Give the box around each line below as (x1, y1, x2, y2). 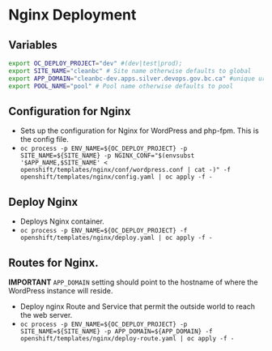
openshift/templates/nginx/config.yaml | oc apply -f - (19, 173, 213, 182)
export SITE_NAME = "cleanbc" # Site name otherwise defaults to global (8, 66, 252, 75)
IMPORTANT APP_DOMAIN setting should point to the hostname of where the (8, 277, 258, 287)
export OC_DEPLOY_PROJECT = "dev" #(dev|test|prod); (8, 59, 183, 67)
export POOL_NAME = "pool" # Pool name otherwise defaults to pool (8, 82, 233, 90)
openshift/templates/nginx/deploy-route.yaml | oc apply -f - (19, 334, 235, 342)
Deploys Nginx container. (19, 216, 105, 226)
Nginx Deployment (8, 6, 137, 24)
